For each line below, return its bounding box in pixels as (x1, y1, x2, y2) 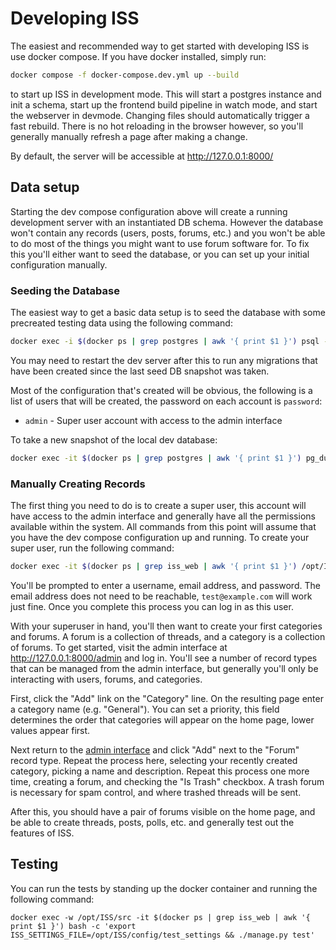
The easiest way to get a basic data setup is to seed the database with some (10, 306, 326, 318)
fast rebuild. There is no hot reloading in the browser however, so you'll (10, 120, 304, 132)
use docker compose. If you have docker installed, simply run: (10, 50, 267, 62)
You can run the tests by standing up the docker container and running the (10, 882, 318, 894)
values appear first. (10, 724, 91, 736)
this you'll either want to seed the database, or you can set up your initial (10, 248, 310, 260)
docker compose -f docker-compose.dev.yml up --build (10, 70, 240, 80)
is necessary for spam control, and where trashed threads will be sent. (10, 786, 302, 798)
